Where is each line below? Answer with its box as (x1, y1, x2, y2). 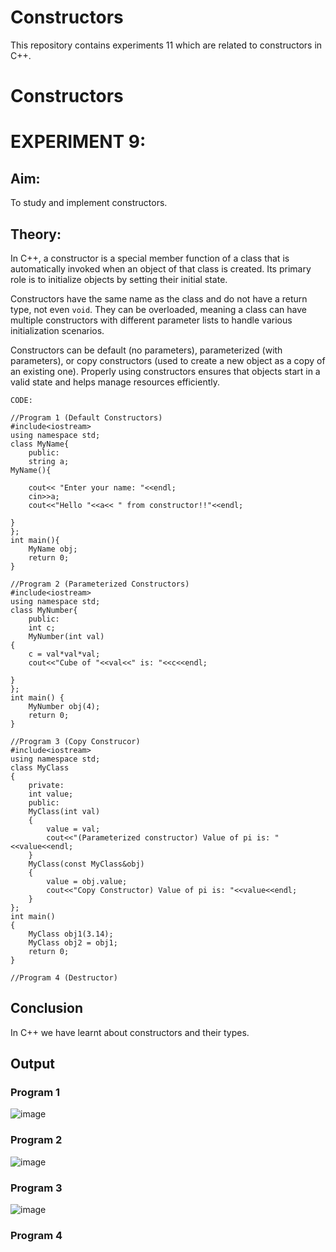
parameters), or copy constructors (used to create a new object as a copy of (10, 354, 326, 366)
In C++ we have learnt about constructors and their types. (10, 1026, 250, 1038)
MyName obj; (28, 544, 78, 554)
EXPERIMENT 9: (10, 131, 147, 153)
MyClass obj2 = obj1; (28, 937, 118, 948)
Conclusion (10, 1000, 84, 1017)
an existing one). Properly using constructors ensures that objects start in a (10, 365, 321, 377)
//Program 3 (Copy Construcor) (10, 736, 141, 746)
